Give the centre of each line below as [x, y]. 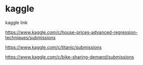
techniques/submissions [31, 37]
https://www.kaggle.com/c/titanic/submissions [53, 47]
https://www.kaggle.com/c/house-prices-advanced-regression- [71, 32]
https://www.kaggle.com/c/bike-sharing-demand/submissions [70, 57]
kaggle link [16, 22]
